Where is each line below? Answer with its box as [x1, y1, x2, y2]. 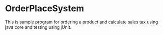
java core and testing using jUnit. [5, 24, 72, 30]
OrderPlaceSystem [5, 3, 84, 14]
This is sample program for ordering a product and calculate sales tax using [5, 19, 158, 25]
